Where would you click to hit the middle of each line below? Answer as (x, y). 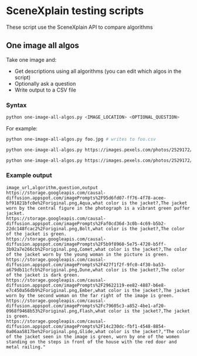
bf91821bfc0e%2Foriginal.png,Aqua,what (55, 203)
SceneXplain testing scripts (75, 11)
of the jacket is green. (36, 234)
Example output (29, 176)
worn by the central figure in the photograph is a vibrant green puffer (98, 208)
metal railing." (26, 347)
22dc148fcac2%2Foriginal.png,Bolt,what (55, 229)
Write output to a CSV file (45, 90)
